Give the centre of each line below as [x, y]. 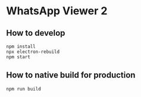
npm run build [24, 89]
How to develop [36, 33]
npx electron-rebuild [33, 52]
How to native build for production [71, 75]
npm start [18, 57]
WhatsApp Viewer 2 [57, 11]
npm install [21, 46]
